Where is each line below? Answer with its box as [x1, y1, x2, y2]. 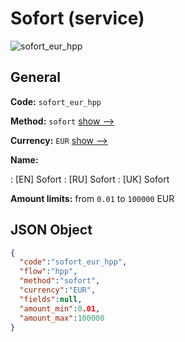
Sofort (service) [10, 7, 145, 30]
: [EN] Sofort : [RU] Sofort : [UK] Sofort [10, 173, 170, 185]
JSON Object [10, 222, 93, 239]
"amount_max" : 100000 [19, 313, 105, 323]
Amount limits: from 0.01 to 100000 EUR [10, 192, 175, 204]
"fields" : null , [19, 294, 83, 304]
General [10, 69, 62, 86]
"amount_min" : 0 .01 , [19, 303, 101, 314]
